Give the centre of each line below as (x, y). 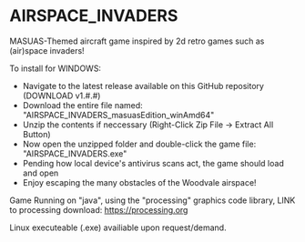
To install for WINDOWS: (56, 68)
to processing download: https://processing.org (99, 209)
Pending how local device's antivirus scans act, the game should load (153, 163)
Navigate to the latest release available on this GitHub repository (143, 86)
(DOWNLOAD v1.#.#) (61, 96)
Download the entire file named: (82, 105)
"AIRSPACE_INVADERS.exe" (75, 153)
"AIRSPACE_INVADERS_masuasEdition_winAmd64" (118, 115)
